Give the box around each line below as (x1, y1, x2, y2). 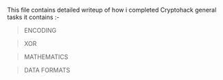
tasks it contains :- (7, 13, 60, 21)
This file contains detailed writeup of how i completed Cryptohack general (7, 6, 217, 14)
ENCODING (23, 27, 57, 34)
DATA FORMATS (23, 66, 71, 74)
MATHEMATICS (23, 53, 69, 61)
